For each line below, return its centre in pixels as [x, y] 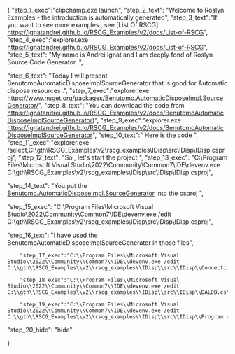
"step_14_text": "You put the [47, 186]
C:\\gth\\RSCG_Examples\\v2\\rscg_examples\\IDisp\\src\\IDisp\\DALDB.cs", [120, 292]
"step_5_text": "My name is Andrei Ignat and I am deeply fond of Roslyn [110, 55]
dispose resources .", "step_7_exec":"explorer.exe [78, 91]
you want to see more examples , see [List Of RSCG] [83, 25]
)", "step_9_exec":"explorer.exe [137, 120]
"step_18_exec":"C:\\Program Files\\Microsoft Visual [100, 280]
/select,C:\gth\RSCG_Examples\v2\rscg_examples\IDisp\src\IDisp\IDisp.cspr [116, 150]
